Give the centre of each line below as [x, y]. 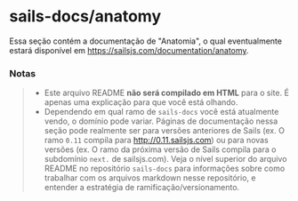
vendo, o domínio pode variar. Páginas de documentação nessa [161, 121]
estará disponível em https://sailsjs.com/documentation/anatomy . [129, 50]
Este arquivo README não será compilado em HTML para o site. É [166, 93]
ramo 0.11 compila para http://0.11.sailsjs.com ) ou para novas [156, 141]
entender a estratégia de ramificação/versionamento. [142, 188]
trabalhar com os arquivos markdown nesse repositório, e [150, 178]
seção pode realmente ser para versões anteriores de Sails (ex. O [164, 131]
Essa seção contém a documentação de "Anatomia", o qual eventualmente [146, 41]
